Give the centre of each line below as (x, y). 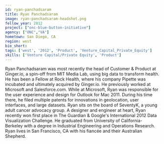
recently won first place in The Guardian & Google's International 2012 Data (81, 116)
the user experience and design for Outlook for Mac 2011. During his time (79, 95)
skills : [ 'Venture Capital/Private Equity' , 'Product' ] (63, 55)
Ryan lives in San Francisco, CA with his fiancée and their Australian (74, 131)
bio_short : (16, 46)
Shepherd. (16, 136)
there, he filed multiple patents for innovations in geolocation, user (72, 100)
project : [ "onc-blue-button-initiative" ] (48, 28)
